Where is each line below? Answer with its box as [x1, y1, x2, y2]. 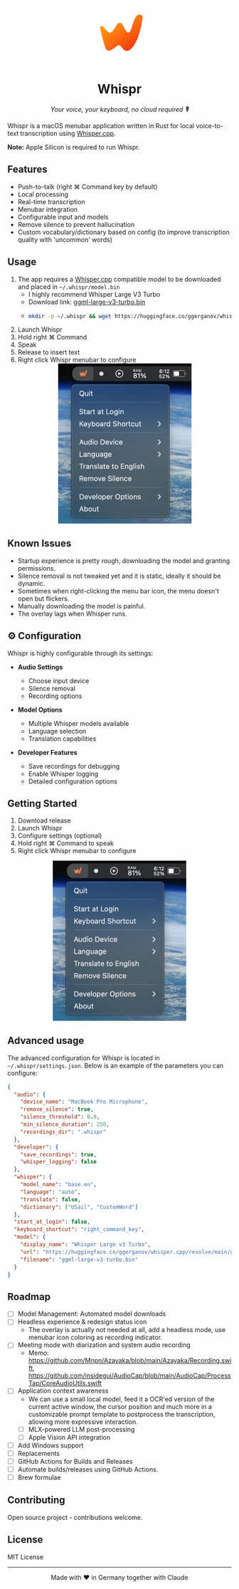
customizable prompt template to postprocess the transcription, [28, 1410, 216, 1418]
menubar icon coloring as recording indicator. [28, 1333, 162, 1342]
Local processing [17, 190, 69, 199]
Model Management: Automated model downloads [17, 1309, 166, 1318]
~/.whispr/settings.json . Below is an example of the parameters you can [7, 1061, 224, 1070]
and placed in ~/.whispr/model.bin [17, 283, 120, 291]
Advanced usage [7, 1035, 85, 1047]
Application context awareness [17, 1386, 109, 1395]
